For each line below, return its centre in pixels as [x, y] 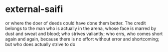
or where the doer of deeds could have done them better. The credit [76, 23]
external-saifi [34, 9]
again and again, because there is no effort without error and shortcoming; [82, 39]
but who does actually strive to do [40, 44]
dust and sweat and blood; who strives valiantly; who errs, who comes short [84, 33]
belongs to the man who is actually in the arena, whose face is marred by [81, 28]
